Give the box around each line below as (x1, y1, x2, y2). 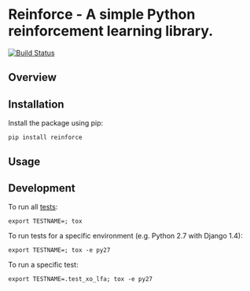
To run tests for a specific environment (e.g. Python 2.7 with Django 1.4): (8, 231, 243, 241)
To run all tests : (8, 202, 58, 212)
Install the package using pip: (8, 118, 104, 128)
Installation (8, 97, 64, 111)
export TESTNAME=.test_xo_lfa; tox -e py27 (8, 275, 153, 283)
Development (8, 181, 76, 195)
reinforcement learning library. (8, 22, 214, 40)
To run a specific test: (8, 260, 79, 270)
